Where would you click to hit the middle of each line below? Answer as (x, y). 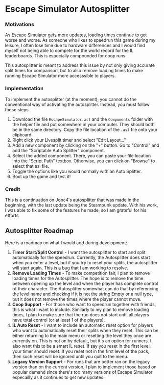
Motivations (20, 25)
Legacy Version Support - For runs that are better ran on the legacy (81, 361)
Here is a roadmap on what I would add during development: (66, 243)
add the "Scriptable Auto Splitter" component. (59, 150)
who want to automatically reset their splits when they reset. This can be (85, 330)
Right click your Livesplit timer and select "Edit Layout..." (69, 140)
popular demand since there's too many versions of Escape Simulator (82, 372)
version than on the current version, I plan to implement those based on (84, 367)
